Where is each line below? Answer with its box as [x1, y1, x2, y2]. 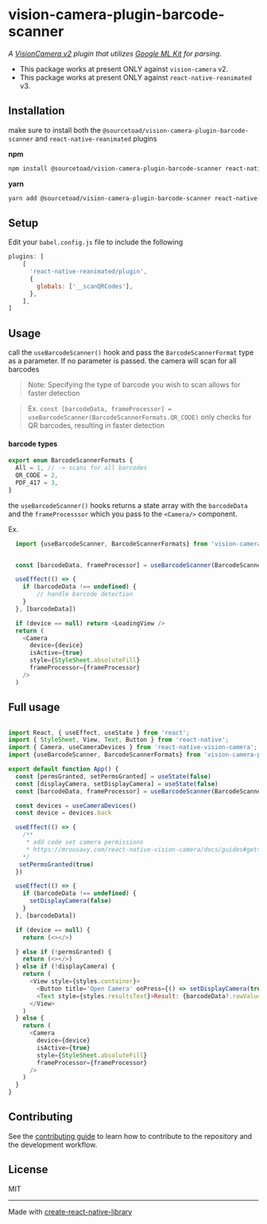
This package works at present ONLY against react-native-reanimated [19, 72, 252, 82]
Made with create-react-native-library [8, 1207, 133, 1216]
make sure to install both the [8, 125, 102, 134]
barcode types [8, 439, 58, 449]
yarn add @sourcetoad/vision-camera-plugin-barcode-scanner [8, 194, 212, 202]
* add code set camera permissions [25, 838, 145, 846]
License [8, 1163, 48, 1176]
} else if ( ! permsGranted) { [15, 948, 112, 956]
